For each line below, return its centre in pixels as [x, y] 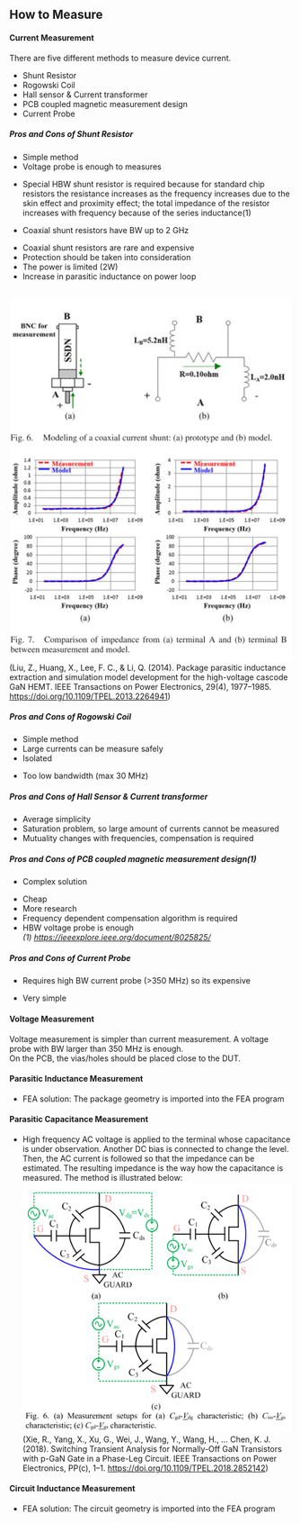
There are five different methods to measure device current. [120, 58]
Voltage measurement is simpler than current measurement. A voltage [139, 1038]
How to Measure [56, 15]
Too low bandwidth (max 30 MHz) [85, 776]
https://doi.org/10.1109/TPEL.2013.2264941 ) [90, 696]
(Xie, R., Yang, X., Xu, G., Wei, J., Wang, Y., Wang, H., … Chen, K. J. [146, 1439]
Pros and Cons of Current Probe [71, 958]
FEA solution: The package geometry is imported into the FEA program [153, 1099]
